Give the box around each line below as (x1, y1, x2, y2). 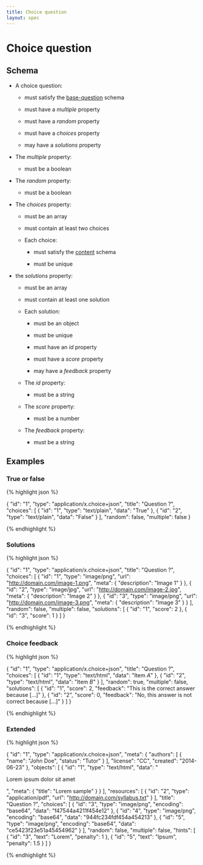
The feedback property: (24, 426, 85, 434)
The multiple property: (15, 153, 72, 160)
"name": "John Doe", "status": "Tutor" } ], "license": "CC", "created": (6, 757, 179, 764)
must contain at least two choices (24, 225, 109, 232)
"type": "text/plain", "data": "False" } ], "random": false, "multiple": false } (6, 513, 191, 521)
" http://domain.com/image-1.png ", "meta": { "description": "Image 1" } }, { (6, 579, 192, 586)
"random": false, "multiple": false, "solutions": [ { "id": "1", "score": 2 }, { (6, 605, 188, 613)
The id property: (24, 379, 65, 386)
